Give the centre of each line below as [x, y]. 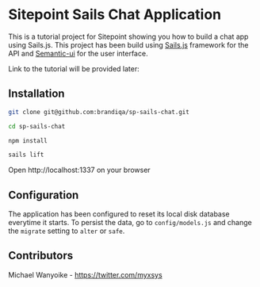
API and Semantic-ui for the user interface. [78, 53]
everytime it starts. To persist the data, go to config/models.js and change [130, 223]
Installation [36, 94]
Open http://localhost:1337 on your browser [79, 170]
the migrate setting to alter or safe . [67, 231]
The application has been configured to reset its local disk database [119, 214]
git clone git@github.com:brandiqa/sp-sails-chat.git [99, 112]
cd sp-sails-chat [37, 126]
